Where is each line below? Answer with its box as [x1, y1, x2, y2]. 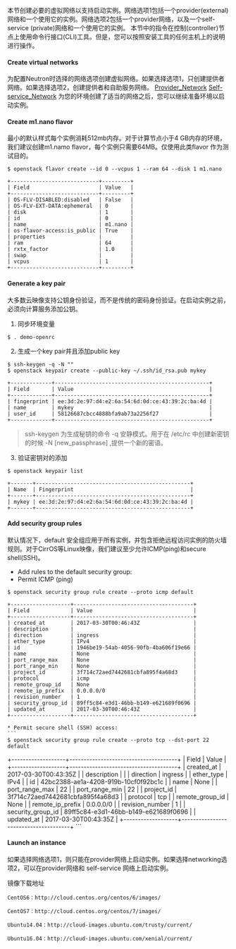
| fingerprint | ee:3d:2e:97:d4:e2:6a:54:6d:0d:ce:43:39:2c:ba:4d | [7, 397, 213, 405]
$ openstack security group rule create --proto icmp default [7, 588, 194, 595]
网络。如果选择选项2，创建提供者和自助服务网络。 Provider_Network [7, 83, 207, 92]
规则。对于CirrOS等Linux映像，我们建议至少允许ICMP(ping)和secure [7, 545, 206, 553]
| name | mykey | [7, 404, 213, 411]
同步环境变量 [17, 319, 55, 328]
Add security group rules [7, 519, 82, 528]
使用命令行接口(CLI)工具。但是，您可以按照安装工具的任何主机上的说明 [19, 32, 225, 41]
